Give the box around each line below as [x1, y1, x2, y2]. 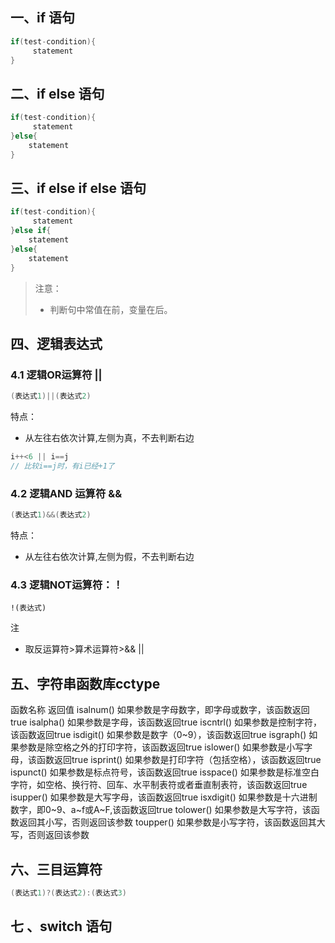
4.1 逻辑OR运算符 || [10, 368, 103, 382]
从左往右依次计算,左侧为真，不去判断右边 [24, 432, 195, 444]
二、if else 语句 [10, 85, 105, 102]
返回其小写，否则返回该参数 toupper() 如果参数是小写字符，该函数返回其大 [18, 816, 326, 828]
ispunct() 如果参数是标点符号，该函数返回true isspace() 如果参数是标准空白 [10, 766, 320, 778]
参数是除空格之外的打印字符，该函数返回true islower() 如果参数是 [18, 741, 287, 753]
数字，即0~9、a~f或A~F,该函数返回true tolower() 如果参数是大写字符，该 [10, 804, 312, 816]
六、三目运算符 [10, 861, 103, 878]
